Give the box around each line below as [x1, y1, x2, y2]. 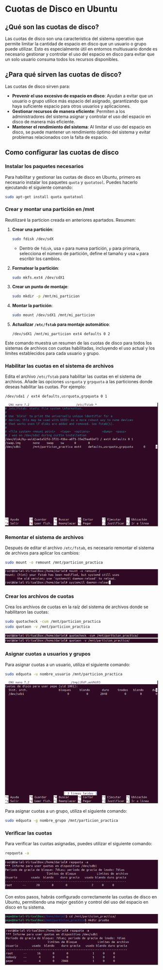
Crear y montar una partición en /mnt [5, 206, 95, 213]
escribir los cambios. [19, 256, 62, 261]
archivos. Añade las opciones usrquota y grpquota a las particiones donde [5, 379, 153, 385]
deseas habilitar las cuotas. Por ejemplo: [5, 384, 86, 390]
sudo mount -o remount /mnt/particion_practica [5, 560, 103, 565]
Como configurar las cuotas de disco [5, 149, 119, 157]
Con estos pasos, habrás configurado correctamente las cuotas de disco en [5, 894, 157, 899]
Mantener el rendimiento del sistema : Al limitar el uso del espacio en [12, 124, 151, 130]
